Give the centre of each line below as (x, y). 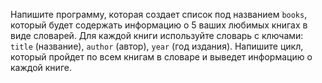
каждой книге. (41, 67)
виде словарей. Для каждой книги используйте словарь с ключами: (157, 35)
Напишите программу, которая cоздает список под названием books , (159, 14)
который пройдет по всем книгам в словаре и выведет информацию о (161, 57)
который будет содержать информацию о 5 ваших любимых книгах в (159, 25)
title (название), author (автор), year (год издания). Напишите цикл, (157, 46)
